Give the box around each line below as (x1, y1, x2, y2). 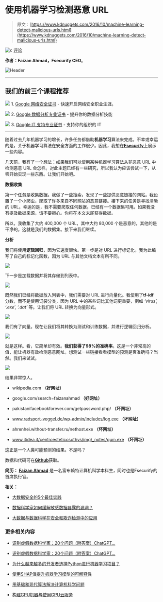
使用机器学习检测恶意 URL (5, 4, 109, 16)
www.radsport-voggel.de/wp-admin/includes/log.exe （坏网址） (12, 416, 142, 422)
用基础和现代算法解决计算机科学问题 (12, 582, 85, 587)
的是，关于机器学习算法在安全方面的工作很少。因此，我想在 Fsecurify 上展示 (5, 142, 157, 148)
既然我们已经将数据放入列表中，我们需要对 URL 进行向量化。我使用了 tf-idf (5, 292, 154, 298)
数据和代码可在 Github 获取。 (5, 457, 62, 463)
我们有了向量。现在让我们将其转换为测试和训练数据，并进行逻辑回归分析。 (5, 324, 154, 329)
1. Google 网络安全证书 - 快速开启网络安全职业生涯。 (11, 101, 116, 107)
